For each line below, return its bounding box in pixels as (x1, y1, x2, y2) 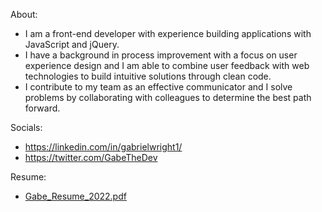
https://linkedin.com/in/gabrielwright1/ (24, 141, 183, 153)
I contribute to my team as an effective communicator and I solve (24, 81, 293, 93)
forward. (24, 102, 61, 114)
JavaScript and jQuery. (24, 39, 120, 50)
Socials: (10, 122, 43, 133)
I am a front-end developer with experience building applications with (24, 28, 312, 39)
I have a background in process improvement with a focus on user (24, 49, 298, 61)
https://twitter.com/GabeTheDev (24, 152, 158, 163)
